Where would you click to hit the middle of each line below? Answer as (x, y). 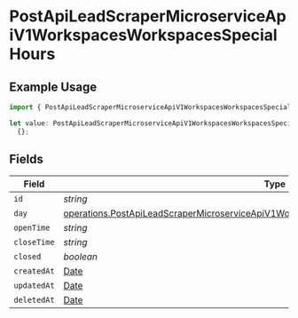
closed (27, 257)
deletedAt (34, 300)
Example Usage (53, 87)
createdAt (34, 271)
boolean (81, 257)
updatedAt (34, 286)
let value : (29, 123)
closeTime (34, 242)
